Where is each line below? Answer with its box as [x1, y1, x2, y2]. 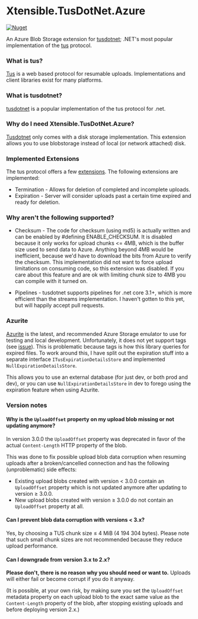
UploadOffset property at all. [14, 502, 84, 510]
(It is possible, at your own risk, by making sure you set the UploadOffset [6, 587, 184, 594]
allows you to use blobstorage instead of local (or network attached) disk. [6, 139, 186, 147]
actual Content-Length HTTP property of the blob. [6, 441, 127, 449]
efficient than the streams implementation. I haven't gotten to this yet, [14, 295, 185, 303]
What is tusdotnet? [6, 91, 62, 99]
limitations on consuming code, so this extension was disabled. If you [14, 265, 185, 272]
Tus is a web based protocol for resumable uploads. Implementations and [6, 70, 186, 77]
